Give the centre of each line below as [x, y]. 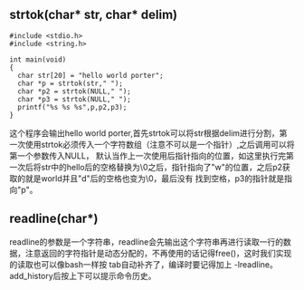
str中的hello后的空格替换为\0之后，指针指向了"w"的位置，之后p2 [161, 167]
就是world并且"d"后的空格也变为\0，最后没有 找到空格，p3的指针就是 [155, 178]
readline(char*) [54, 219]
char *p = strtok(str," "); [71, 83]
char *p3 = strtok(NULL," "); [74, 99]
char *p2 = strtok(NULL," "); [74, 91]
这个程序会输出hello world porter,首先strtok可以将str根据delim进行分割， [145, 133]
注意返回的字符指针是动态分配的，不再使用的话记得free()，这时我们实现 [158, 253]
